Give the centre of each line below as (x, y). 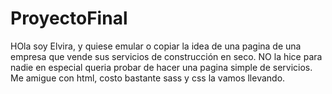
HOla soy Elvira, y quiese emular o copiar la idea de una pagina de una (156, 46)
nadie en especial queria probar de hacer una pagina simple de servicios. (161, 67)
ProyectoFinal (69, 18)
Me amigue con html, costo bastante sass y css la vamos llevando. (148, 78)
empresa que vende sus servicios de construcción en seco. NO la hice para (166, 56)
